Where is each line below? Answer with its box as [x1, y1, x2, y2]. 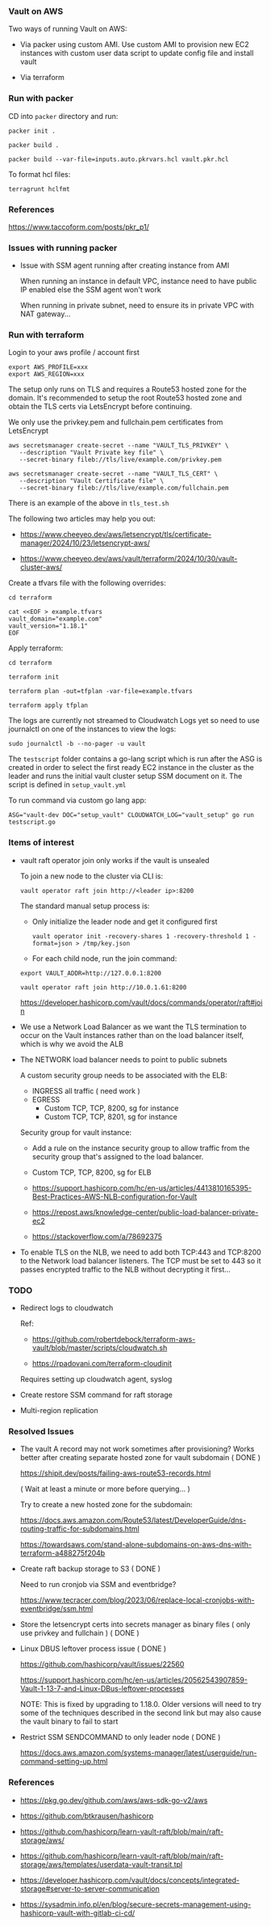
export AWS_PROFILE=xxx [8, 363, 89, 371]
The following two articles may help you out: [8, 514, 156, 523]
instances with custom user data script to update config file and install [19, 49, 254, 58]
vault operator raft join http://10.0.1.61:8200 [19, 983, 187, 992]
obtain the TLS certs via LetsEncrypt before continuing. [8, 402, 192, 412]
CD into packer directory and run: [8, 111, 119, 121]
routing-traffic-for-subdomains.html [19, 1524, 140, 1534]
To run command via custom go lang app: [8, 795, 147, 806]
